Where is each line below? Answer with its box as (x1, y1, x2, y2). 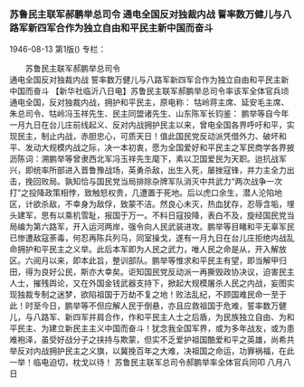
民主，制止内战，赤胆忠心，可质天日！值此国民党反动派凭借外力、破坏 (16, 131, 279, 142)
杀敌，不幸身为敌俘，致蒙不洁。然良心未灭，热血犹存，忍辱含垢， (40, 199, 287, 210)
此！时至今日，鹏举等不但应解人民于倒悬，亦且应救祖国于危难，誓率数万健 (9, 300, 287, 311)
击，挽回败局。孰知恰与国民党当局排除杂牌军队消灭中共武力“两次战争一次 (9, 176, 283, 187)
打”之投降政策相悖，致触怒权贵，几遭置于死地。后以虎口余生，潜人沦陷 (9, 187, 275, 198)
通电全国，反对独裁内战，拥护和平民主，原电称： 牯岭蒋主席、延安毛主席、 (9, 97, 290, 108)
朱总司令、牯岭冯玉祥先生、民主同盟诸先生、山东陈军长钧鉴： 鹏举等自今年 (9, 109, 290, 119)
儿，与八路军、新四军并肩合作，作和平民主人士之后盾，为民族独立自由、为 (9, 312, 287, 323)
